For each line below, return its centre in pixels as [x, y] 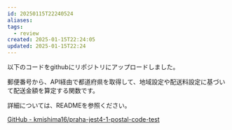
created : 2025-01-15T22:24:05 [52, 40]
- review [26, 33]
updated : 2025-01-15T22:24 [47, 46]
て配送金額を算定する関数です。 [53, 91]
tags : [15, 27]
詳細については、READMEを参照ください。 [69, 105]
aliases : [20, 20]
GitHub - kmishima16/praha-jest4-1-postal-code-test [83, 119]
